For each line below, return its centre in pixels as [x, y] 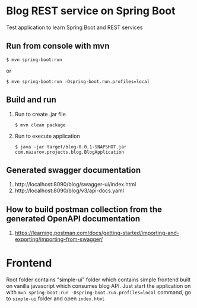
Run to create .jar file [40, 114]
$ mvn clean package [40, 125]
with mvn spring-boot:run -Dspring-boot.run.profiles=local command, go [99, 293]
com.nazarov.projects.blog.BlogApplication [69, 152]
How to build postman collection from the [84, 209]
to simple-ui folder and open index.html [55, 299]
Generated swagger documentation [74, 170]
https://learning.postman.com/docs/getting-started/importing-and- [97, 233]
